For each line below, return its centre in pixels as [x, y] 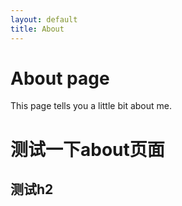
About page [60, 78]
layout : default [44, 19]
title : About [37, 29]
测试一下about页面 [87, 149]
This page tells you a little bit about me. [91, 106]
